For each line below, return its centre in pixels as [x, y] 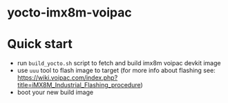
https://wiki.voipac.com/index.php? [67, 78]
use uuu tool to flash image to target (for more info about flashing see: [116, 71]
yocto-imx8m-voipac [70, 13]
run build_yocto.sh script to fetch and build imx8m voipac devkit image [119, 63]
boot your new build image [55, 92]
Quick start [40, 44]
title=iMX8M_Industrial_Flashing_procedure [79, 85]
